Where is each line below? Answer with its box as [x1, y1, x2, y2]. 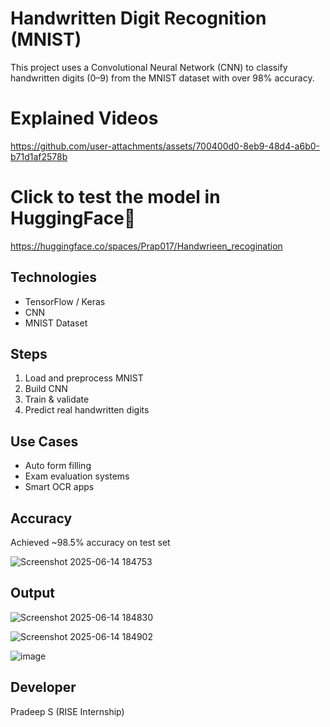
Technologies [10, 269, 98, 286]
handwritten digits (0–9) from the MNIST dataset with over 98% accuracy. [10, 72, 315, 84]
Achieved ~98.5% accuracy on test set [10, 537, 171, 549]
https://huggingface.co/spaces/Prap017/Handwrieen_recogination [10, 240, 283, 252]
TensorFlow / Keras [24, 295, 106, 307]
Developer [10, 679, 77, 696]
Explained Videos [10, 107, 159, 130]
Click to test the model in [10, 186, 221, 209]
